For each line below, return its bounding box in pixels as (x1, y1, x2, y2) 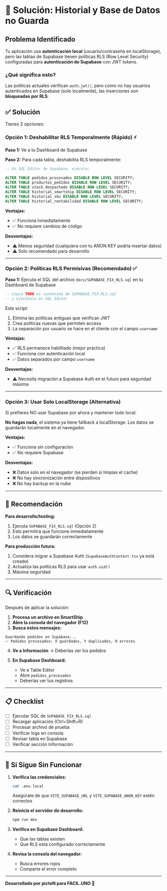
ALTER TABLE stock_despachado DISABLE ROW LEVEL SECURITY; (5, 185, 130, 190)
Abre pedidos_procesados (19, 672, 71, 678)
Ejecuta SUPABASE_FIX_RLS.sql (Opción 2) (12, 523, 97, 529)
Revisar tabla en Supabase (12, 736, 67, 742)
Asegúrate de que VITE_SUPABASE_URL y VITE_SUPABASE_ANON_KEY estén (12, 793, 155, 799)
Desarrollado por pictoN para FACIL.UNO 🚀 (5, 881, 95, 887)
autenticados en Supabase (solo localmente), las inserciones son (5, 88, 138, 94)
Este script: (5, 305, 28, 311)
